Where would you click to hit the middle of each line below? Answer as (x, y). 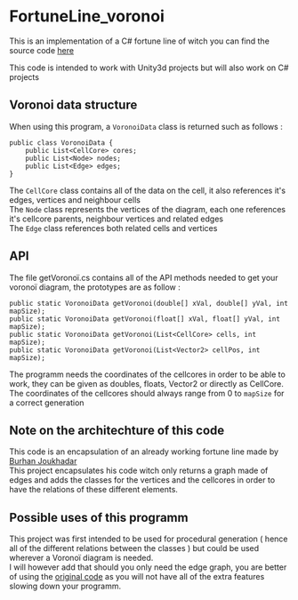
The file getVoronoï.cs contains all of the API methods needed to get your (144, 277)
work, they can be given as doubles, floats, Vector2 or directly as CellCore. (147, 383)
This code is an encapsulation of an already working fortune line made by (144, 452)
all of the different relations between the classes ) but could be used (134, 548)
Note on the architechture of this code (117, 430)
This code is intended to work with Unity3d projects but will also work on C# (149, 68)
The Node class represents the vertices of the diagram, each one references (148, 209)
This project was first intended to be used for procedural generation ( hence (149, 539)
